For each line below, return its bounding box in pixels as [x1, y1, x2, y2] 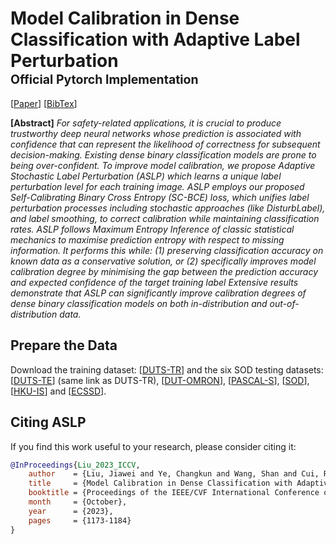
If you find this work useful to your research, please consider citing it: [10, 440, 297, 452]
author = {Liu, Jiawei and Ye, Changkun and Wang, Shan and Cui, [28, 469, 320, 479]
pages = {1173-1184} [28, 515, 132, 526]
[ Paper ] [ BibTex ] [10, 97, 78, 109]
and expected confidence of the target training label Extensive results [10, 276, 299, 288]
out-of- [269, 297, 300, 309]
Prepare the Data [10, 337, 118, 354]
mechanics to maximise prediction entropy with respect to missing [10, 233, 285, 246]
